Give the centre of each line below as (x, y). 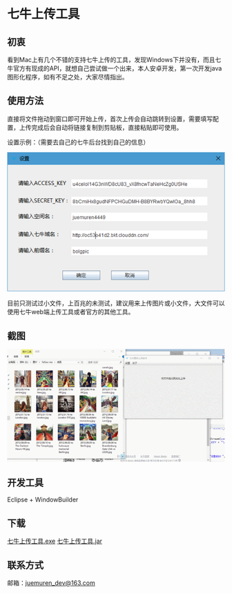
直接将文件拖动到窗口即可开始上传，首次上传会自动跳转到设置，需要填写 (110, 119)
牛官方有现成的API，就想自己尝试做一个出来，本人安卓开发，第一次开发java (115, 68)
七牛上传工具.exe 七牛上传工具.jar (55, 541)
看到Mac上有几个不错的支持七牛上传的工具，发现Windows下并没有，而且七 (114, 60)
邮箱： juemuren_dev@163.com (51, 583)
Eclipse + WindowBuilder (43, 500)
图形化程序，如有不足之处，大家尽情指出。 (68, 77)
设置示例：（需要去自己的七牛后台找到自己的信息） (78, 142)
